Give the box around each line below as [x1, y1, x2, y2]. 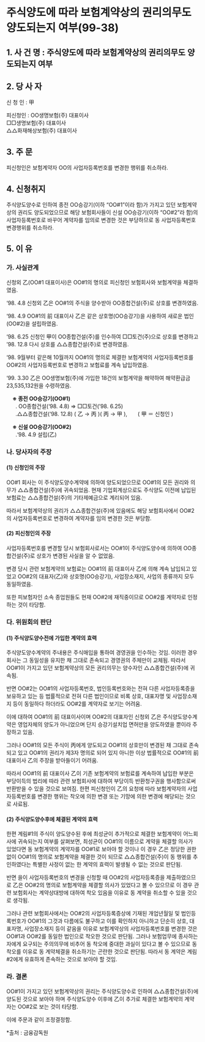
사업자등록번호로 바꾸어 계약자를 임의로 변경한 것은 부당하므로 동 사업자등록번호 [6, 217, 196, 224]
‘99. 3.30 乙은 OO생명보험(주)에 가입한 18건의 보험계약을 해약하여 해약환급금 [6, 374, 191, 381]
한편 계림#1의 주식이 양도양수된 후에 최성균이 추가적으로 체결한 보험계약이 [6, 830, 182, 838]
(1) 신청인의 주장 [6, 464, 45, 471]
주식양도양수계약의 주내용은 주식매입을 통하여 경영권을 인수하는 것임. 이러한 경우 [6, 649, 198, 657]
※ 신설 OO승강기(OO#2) [12, 423, 72, 430]
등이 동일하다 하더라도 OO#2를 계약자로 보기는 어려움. [12, 700, 142, 707]
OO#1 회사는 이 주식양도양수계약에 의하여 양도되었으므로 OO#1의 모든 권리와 [6, 478, 189, 486]
